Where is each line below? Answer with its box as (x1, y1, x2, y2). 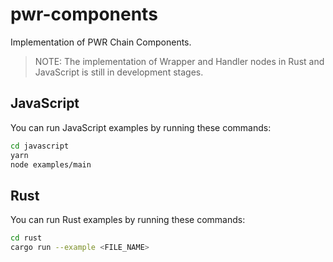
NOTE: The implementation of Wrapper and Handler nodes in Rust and (34, 55, 325, 67)
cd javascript (10, 141, 70, 151)
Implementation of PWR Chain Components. (10, 36, 192, 48)
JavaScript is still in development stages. (34, 66, 204, 78)
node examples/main (10, 159, 92, 170)
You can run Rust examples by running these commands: (10, 214, 246, 226)
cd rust (10, 233, 43, 243)
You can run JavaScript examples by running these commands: (10, 121, 272, 133)
